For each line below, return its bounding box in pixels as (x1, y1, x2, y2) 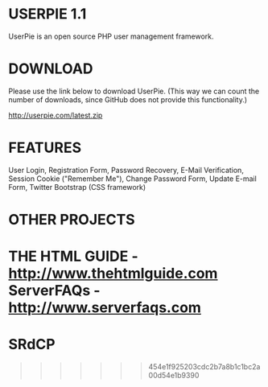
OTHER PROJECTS (8, 211, 135, 228)
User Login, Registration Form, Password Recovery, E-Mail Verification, (8, 165, 244, 175)
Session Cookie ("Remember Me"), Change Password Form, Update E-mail (8, 174, 258, 183)
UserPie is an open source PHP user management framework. (8, 31, 214, 41)
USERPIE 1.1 (8, 5, 87, 23)
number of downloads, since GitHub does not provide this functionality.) (8, 94, 248, 105)
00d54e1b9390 (148, 371, 200, 381)
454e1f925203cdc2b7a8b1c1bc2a (148, 362, 261, 372)
